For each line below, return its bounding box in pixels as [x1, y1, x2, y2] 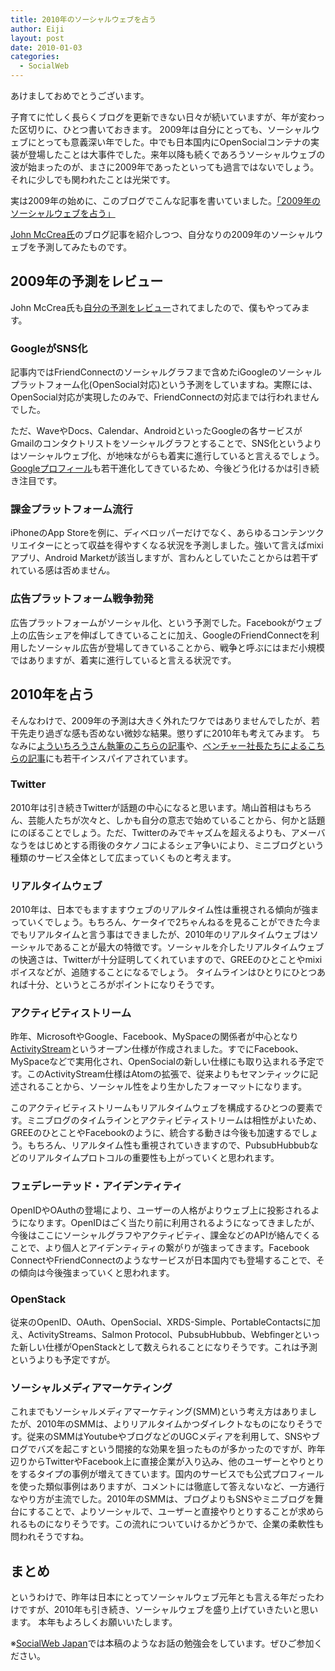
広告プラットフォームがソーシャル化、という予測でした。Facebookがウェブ [10, 616, 323, 628]
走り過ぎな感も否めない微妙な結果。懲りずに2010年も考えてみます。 [27, 727, 310, 739]
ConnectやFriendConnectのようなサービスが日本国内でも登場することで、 [10, 1254, 317, 1266]
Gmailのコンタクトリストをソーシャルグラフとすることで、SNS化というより [10, 437, 322, 450]
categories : [10, 52, 60, 62]
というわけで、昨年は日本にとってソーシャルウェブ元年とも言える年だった [10, 1591, 316, 1603]
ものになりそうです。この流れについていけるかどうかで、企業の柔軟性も [27, 1518, 325, 1530]
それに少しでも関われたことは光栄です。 [10, 174, 176, 185]
